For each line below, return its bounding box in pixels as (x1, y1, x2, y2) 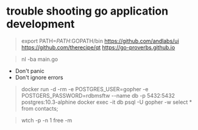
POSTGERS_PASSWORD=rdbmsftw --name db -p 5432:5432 (21, 92, 175, 99)
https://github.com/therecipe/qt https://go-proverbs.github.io (21, 44, 175, 51)
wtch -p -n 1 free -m (21, 117, 72, 124)
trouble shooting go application (6, 4, 169, 18)
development (6, 17, 75, 31)
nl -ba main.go (21, 55, 58, 63)
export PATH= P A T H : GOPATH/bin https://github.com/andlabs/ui (21, 37, 180, 44)
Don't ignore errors (15, 74, 63, 81)
